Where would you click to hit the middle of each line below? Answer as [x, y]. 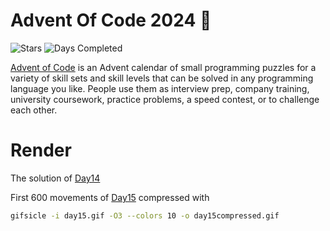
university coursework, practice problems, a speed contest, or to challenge [165, 99]
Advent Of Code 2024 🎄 [111, 20]
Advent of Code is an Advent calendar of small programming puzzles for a [163, 67]
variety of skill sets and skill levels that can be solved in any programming [162, 78]
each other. [34, 110]
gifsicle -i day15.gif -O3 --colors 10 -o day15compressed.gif [145, 215]
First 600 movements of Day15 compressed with [110, 197]
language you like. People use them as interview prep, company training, [160, 88]
